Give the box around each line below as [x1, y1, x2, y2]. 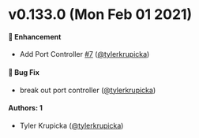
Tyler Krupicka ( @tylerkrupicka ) [19, 121, 124, 130]
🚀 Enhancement [8, 32, 62, 41]
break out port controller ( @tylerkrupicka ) [19, 85, 156, 95]
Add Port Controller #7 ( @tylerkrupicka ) [19, 50, 150, 59]
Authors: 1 [8, 103, 43, 113]
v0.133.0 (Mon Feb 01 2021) [8, 6, 193, 24]
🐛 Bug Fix [8, 67, 39, 76]
